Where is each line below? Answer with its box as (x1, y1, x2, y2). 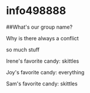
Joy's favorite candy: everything (6, 68, 85, 75)
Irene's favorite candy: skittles (6, 57, 79, 64)
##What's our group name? (6, 23, 73, 30)
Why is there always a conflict (6, 35, 79, 42)
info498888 (6, 4, 66, 18)
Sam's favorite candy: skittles (6, 80, 78, 87)
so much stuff (6, 46, 40, 53)
